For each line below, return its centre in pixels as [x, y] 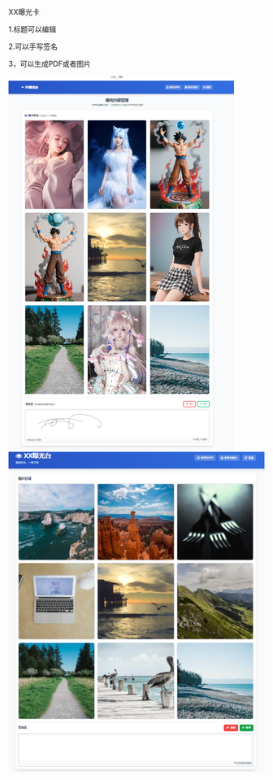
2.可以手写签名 [33, 46]
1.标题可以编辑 [32, 29]
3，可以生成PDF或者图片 [50, 64]
